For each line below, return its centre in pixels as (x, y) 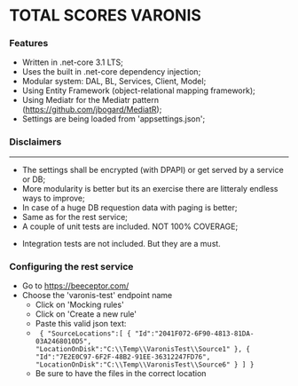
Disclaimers (35, 142)
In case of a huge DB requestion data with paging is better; (129, 207)
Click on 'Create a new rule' (86, 314)
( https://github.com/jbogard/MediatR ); (92, 110)
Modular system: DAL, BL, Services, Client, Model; (114, 82)
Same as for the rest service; (75, 217)
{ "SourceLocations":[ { (85, 334)
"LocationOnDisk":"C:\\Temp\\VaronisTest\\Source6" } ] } (145, 365)
